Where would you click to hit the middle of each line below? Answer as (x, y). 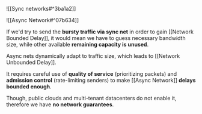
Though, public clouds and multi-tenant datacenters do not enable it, (91, 98)
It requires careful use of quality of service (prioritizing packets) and (92, 74)
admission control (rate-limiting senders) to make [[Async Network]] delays (101, 80)
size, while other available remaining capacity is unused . (78, 44)
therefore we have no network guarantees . (60, 104)
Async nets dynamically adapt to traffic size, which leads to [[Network (93, 56)
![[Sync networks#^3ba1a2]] (41, 9)
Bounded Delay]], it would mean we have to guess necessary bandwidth (96, 38)
